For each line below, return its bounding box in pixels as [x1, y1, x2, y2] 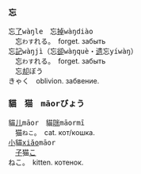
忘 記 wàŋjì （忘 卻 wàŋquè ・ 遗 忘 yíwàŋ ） [8, 46, 138, 56]
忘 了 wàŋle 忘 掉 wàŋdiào [8, 26, 93, 37]
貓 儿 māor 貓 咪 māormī [8, 118, 86, 127]
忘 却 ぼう [14, 66, 44, 76]
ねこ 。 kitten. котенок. [8, 157, 84, 167]
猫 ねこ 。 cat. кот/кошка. [14, 127, 95, 137]
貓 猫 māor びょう [8, 98, 85, 109]
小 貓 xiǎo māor [8, 137, 56, 147]
